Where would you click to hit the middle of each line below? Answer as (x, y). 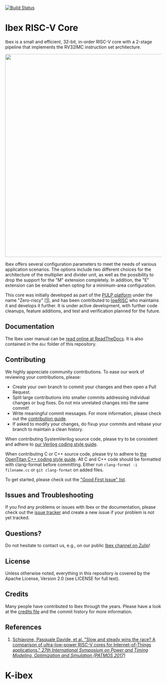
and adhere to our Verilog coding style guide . (51, 444)
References (23, 627)
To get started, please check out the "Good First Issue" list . (66, 479)
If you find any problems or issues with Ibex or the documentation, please (81, 507)
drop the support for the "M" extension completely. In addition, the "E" (77, 280)
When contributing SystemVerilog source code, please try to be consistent (82, 439)
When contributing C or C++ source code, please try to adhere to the (76, 454)
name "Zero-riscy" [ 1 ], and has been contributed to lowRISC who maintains (82, 300)
